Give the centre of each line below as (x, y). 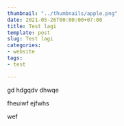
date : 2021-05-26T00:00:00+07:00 (55, 20)
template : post (29, 33)
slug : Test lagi (30, 39)
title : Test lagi (32, 26)
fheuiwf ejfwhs (28, 103)
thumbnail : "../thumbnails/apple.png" (62, 13)
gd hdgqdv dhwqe (33, 90)
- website (21, 52)
